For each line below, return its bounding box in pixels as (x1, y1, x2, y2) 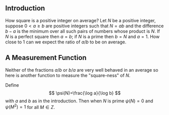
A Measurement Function (5, 53, 87, 62)
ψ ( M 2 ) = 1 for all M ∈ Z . (5, 103, 55, 110)
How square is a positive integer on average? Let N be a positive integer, (5, 17, 156, 23)
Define (5, 82, 19, 88)
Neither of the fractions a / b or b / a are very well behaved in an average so (5, 67, 158, 73)
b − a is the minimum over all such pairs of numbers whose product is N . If (5, 28, 160, 34)
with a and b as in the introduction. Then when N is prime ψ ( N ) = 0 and (5, 98, 153, 104)
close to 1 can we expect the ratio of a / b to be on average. (5, 39, 127, 45)
